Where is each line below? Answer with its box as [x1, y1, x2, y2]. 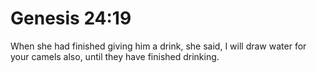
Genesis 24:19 [10, 7, 132, 30]
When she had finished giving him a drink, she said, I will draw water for [10, 40, 307, 52]
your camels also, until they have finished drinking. [10, 50, 220, 62]
